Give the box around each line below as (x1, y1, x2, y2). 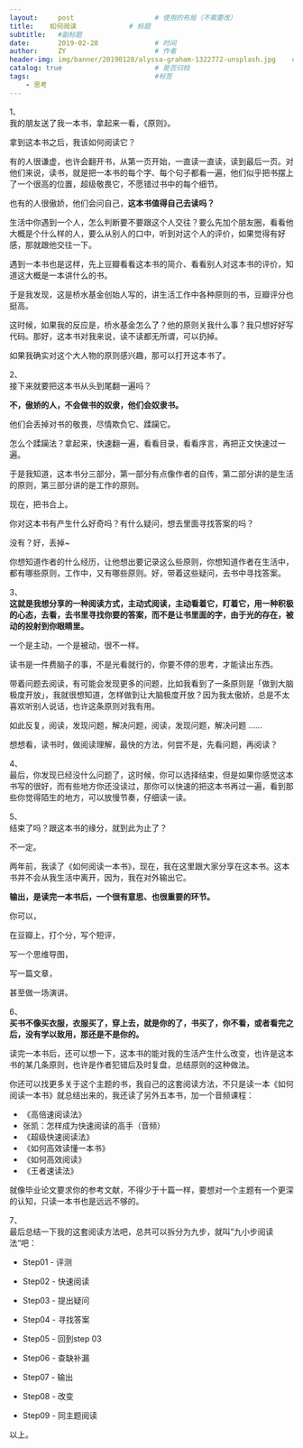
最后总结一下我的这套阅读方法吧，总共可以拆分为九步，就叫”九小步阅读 (9, 1226, 274, 1237)
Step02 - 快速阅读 (22, 1276, 90, 1287)
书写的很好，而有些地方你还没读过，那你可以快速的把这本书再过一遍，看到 (9, 780, 286, 791)
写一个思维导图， (9, 948, 73, 959)
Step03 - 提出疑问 (22, 1295, 90, 1305)
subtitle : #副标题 (9, 30, 83, 39)
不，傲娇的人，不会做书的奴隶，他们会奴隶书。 (9, 399, 183, 410)
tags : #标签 (9, 72, 173, 81)
